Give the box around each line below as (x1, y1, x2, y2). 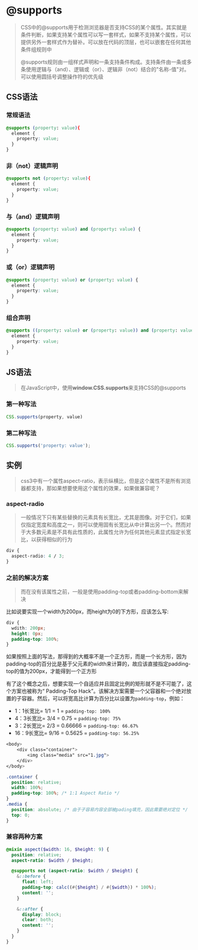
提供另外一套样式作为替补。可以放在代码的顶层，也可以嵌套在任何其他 (20, 38, 192, 45)
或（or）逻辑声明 (6, 263, 55, 272)
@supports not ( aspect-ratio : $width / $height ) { (11, 868, 138, 874)
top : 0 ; (11, 812, 31, 818)
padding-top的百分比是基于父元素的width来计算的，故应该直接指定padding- (6, 660, 191, 667)
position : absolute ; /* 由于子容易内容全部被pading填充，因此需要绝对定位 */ (11, 806, 189, 813)
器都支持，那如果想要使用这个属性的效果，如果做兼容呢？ (20, 484, 160, 492)
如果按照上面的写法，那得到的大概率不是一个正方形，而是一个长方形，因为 (6, 653, 187, 660)
